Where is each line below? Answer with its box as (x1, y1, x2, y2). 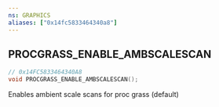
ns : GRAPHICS (8, 11, 51, 20)
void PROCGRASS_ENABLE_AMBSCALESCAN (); (8, 76, 139, 84)
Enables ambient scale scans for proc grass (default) (8, 90, 179, 99)
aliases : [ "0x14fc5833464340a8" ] (8, 19, 118, 27)
